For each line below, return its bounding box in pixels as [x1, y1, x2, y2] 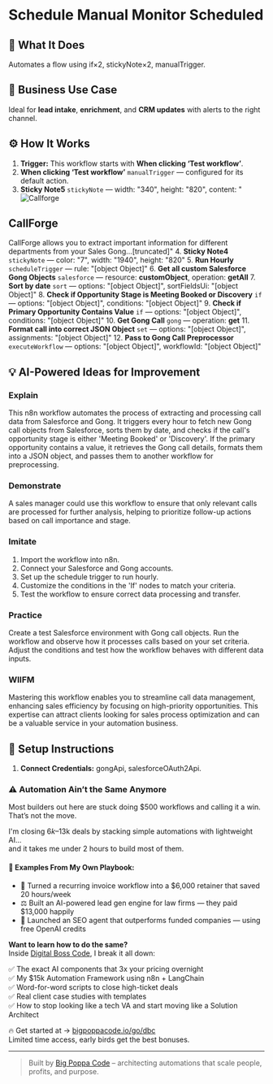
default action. [19, 176, 69, 185]
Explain [8, 389, 39, 401]
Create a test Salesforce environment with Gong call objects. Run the [8, 628, 240, 638]
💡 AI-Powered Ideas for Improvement [8, 365, 201, 379]
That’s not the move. [8, 811, 77, 821]
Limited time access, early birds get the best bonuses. [8, 1034, 190, 1044]
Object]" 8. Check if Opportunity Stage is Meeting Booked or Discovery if [8, 290, 262, 300]
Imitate [8, 536, 37, 548]
